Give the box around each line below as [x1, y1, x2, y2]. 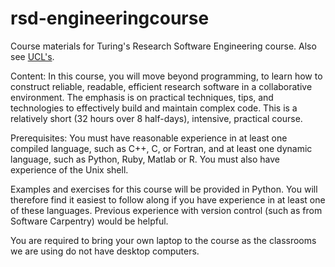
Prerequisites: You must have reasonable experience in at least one [10, 132, 288, 144]
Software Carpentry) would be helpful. [10, 215, 169, 227]
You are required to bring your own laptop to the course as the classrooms [10, 234, 317, 246]
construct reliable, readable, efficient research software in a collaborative [10, 80, 313, 92]
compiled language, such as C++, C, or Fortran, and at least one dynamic [10, 142, 313, 154]
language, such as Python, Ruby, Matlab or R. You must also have [10, 153, 280, 165]
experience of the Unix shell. [10, 163, 129, 176]
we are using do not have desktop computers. [10, 245, 200, 257]
